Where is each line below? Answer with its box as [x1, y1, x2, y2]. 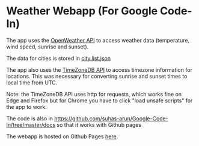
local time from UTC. [6, 79, 58, 86]
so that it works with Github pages [57, 121, 142, 128]
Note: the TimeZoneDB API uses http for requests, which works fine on [6, 90, 182, 98]
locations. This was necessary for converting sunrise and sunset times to [6, 72, 188, 80]
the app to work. [6, 103, 47, 110]
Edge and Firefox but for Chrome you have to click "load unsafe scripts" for [6, 97, 193, 104]
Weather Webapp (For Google [6, 4, 158, 18]
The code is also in [6, 115, 53, 122]
